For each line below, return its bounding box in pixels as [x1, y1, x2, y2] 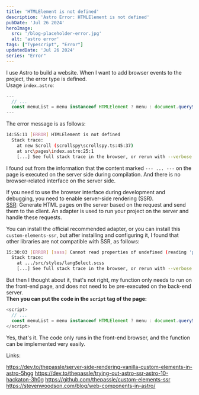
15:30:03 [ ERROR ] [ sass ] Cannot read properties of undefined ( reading [6, 249, 187, 255]
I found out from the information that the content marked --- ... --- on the [6, 164, 192, 172]
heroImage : [6, 25, 33, 31]
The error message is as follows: [6, 120, 86, 127]
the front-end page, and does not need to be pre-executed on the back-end [6, 282, 191, 290]
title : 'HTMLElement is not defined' [6, 8, 99, 15]
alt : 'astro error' [11, 36, 60, 42]
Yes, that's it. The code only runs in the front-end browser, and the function [6, 334, 191, 341]
